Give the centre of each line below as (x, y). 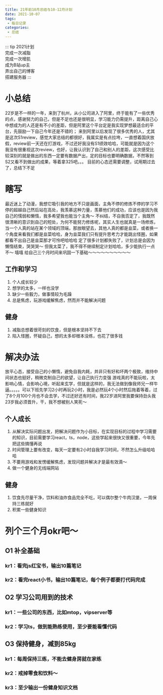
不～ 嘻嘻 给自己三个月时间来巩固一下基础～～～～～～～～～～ (68, 252)
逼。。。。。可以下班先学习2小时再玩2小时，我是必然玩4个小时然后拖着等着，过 (81, 390)
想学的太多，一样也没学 (35, 288)
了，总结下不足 (20, 168)
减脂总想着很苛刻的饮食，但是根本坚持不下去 (57, 330)
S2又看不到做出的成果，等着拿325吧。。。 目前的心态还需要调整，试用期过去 (80, 162)
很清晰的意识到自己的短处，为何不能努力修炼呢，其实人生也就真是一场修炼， (81, 222)
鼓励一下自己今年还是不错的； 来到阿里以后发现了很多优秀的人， (82, 131)
